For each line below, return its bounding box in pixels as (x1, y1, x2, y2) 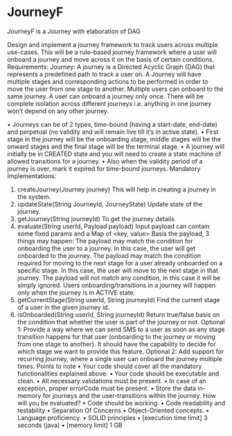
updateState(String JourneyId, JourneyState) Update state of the (17, 200, 203, 208)
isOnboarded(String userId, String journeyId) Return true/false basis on (17, 310, 220, 319)
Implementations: (7, 171, 57, 180)
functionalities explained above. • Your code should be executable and (17, 369, 220, 378)
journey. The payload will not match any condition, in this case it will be (17, 273, 221, 281)
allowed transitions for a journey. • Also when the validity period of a (7, 157, 203, 165)
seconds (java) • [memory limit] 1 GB (17, 421, 123, 429)
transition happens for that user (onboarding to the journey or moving (17, 332, 216, 340)
